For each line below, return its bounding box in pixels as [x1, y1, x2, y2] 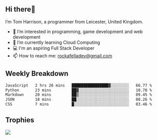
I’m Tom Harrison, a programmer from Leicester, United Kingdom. [5, 18, 143, 24]
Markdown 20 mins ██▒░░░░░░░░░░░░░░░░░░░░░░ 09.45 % [5, 92, 152, 97]
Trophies [5, 116, 35, 125]
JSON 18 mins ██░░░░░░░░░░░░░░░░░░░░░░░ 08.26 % [5, 97, 152, 102]
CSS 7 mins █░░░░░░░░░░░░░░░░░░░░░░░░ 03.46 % [5, 102, 152, 107]
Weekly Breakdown [5, 69, 69, 78]
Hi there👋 [5, 5, 36, 14]
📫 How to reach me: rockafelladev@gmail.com [12, 52, 113, 59]
